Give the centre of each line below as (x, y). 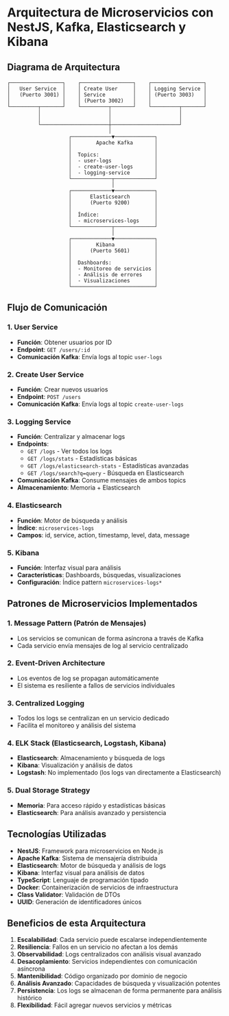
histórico (29, 998)
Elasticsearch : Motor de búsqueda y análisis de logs (92, 865)
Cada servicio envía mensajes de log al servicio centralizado (103, 645)
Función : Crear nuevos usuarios (62, 389)
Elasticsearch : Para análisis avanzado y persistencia (92, 812)
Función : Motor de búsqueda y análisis (72, 520)
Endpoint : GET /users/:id (53, 349)
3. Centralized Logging (46, 703)
